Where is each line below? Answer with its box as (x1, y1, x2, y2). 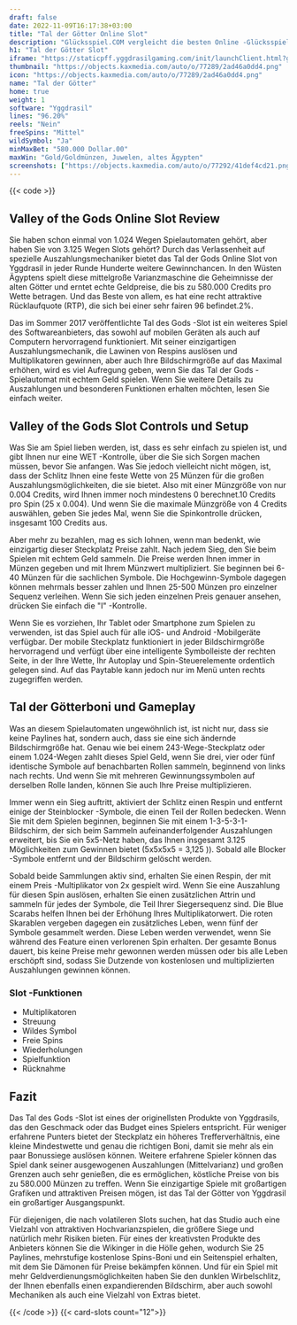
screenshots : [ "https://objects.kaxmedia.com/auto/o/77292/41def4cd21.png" (9, 161, 294, 170)
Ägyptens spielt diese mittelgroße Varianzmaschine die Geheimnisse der (9, 272, 274, 283)
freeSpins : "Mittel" (9, 128, 86, 137)
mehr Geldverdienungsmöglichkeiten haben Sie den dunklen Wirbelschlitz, (9, 1270, 281, 1281)
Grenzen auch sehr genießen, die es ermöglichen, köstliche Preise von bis (9, 1168, 280, 1179)
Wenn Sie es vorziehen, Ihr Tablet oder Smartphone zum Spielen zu (9, 617, 255, 628)
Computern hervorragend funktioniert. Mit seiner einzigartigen (9, 337, 237, 347)
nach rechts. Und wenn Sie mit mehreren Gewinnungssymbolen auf (9, 770, 255, 780)
